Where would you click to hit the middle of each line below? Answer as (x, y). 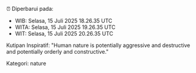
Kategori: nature (26, 63)
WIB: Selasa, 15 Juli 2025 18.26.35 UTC (63, 21)
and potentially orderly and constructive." (57, 52)
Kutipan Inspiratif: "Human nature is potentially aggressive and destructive (98, 45)
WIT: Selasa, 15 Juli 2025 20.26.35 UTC (64, 33)
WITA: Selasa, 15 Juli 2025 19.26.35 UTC (65, 27)
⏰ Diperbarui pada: (30, 9)
